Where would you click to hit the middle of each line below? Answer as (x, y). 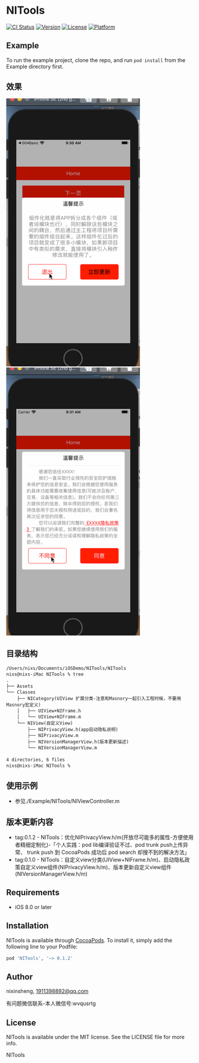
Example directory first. (35, 66)
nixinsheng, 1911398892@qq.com (47, 991)
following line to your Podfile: (42, 947)
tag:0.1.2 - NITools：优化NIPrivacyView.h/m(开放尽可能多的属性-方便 (99, 837)
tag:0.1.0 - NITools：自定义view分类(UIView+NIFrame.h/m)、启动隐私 (99, 860)
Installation (27, 926)
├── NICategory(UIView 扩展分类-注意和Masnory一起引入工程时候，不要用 (99, 699)
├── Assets (20, 686)
